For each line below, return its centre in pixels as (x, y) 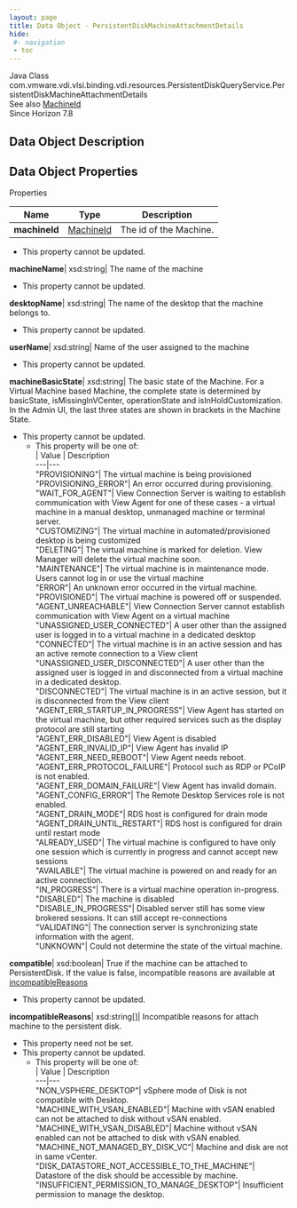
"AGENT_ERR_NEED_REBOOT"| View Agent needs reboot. (141, 758)
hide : (19, 34)
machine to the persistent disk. (66, 1026)
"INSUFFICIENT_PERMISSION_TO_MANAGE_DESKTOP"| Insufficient (159, 1185)
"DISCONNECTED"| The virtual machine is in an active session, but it (161, 691)
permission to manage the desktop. (100, 1195)
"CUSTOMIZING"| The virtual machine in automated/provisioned (152, 531)
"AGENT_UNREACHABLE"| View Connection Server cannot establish (160, 607)
